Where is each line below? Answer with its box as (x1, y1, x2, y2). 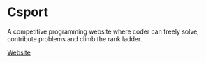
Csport (7, 4, 49, 20)
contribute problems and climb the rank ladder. (7, 34, 142, 43)
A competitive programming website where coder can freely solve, (7, 27, 199, 36)
